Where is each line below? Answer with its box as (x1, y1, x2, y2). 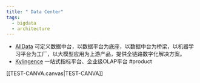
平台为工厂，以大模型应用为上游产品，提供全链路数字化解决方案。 (20, 51, 185, 58)
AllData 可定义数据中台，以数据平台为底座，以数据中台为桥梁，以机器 (15, 43, 189, 50)
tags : (6, 14, 20, 20)
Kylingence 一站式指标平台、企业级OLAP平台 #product (15, 58, 153, 65)
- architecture (12, 25, 50, 32)
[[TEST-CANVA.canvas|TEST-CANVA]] (6, 70, 103, 77)
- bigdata (12, 20, 36, 26)
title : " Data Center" (6, 8, 64, 15)
